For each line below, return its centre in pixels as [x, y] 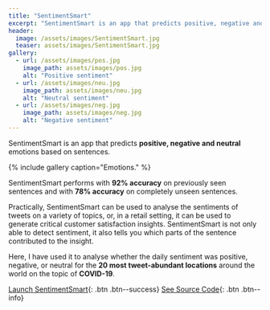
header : [21, 31]
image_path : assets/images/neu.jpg [82, 90]
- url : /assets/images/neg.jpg [68, 105]
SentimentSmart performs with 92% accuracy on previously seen [117, 182]
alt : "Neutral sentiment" [66, 98]
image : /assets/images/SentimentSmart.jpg [88, 38]
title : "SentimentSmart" [50, 16]
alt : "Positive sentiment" [68, 75]
